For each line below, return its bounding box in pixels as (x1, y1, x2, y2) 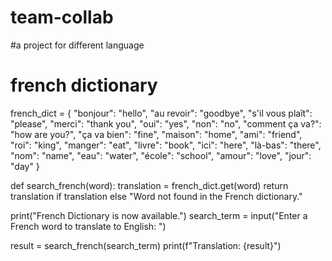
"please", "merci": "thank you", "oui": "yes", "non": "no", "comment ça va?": (10, 117, 322, 130)
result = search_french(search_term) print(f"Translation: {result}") (10, 239, 282, 251)
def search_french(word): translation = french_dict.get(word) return (10, 179, 289, 191)
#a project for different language (10, 39, 145, 51)
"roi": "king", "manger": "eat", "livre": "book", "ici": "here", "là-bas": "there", (10, 139, 322, 151)
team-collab (10, 6, 114, 29)
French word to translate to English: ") (10, 220, 167, 232)
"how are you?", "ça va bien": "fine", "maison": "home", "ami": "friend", (10, 128, 303, 140)
